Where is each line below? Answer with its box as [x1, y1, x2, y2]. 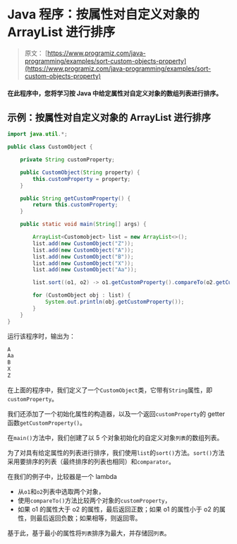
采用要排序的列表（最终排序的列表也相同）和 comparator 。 [7, 457, 175, 466]
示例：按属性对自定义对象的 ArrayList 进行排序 [7, 111, 212, 124]
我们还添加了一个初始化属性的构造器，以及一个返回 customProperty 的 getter [7, 409, 226, 418]
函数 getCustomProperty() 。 [7, 418, 87, 427]
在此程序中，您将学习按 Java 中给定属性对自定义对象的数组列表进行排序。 [7, 89, 223, 97]
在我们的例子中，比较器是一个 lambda [7, 472, 118, 480]
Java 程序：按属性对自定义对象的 [7, 6, 200, 23]
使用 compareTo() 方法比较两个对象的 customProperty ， [17, 496, 171, 504]
